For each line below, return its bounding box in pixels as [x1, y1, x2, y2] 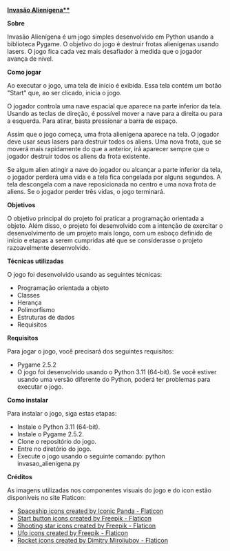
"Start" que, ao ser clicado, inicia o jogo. [7, 89, 122, 97]
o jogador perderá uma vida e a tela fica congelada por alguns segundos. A [7, 173, 222, 181]
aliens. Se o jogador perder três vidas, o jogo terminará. [7, 188, 165, 195]
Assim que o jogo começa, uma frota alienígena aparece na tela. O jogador [7, 130, 220, 138]
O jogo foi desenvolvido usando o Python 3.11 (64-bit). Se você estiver [17, 368, 217, 376]
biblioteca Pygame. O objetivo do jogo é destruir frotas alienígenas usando [7, 40, 219, 48]
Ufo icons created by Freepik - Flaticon [17, 529, 129, 537]
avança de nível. [7, 55, 54, 63]
